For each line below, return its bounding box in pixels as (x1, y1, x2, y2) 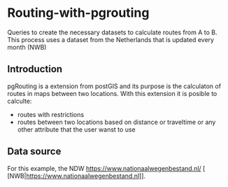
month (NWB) (7, 43, 47, 51)
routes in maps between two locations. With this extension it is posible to (7, 89, 218, 97)
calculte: (7, 97, 32, 105)
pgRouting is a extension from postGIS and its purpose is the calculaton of (7, 82, 222, 90)
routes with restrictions (17, 110, 85, 118)
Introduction (7, 63, 63, 75)
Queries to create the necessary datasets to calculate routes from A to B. (7, 28, 218, 36)
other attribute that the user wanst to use (17, 125, 136, 134)
